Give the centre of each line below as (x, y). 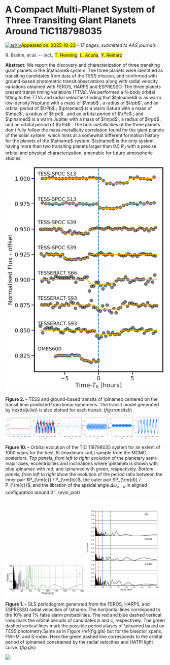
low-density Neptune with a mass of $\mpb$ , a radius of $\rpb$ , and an (82, 103)
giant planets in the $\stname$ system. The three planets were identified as (84, 70)
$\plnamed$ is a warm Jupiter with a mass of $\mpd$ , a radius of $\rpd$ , (84, 119)
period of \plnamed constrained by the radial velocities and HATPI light (79, 642)
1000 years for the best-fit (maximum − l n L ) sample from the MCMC (76, 452)
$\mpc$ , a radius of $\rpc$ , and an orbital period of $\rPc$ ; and (74, 114)
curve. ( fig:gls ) (21, 647)
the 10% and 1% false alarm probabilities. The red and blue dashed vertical (83, 615)
